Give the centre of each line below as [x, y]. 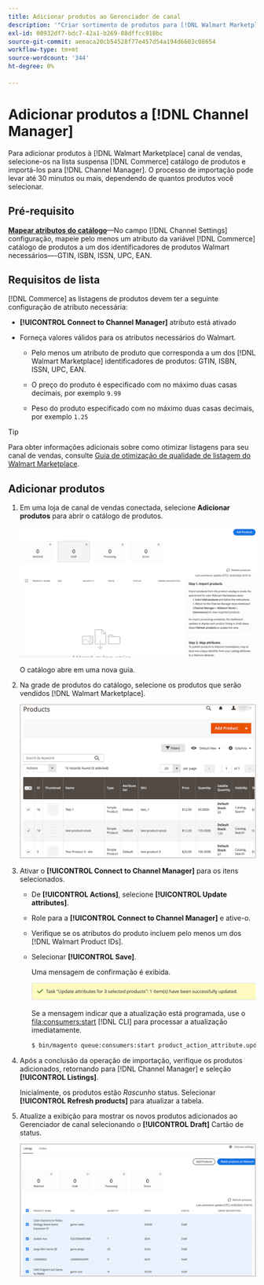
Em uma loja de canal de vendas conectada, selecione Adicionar [125, 508]
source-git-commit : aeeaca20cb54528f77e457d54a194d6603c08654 [112, 42]
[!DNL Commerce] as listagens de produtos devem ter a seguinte [113, 299]
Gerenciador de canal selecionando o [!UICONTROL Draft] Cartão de [131, 1124]
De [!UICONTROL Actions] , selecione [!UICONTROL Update [129, 894]
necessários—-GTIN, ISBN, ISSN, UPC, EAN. [80, 255]
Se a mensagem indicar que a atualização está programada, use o [138, 1013]
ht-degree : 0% [31, 67]
